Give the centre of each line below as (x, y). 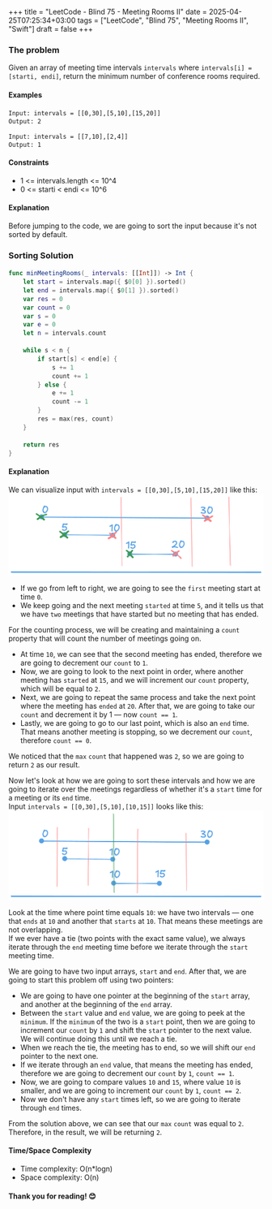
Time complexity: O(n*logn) (66, 1169)
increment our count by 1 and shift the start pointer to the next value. (136, 1030)
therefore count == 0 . (55, 741)
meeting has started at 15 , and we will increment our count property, (134, 680)
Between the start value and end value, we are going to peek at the (132, 1013)
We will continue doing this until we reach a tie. (99, 1038)
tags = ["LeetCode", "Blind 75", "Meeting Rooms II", (163, 20)
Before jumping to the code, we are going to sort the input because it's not (133, 226)
